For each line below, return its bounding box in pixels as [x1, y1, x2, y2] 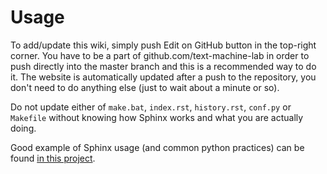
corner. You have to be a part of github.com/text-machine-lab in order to [10, 49, 310, 61]
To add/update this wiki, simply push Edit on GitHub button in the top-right [10, 39, 317, 51]
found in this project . [10, 152, 96, 164]
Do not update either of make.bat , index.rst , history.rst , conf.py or [10, 101, 292, 113]
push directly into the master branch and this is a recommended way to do [10, 60, 317, 72]
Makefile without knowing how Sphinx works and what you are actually [10, 111, 304, 123]
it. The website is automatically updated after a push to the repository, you [10, 71, 317, 83]
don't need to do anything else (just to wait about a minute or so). [10, 81, 280, 93]
